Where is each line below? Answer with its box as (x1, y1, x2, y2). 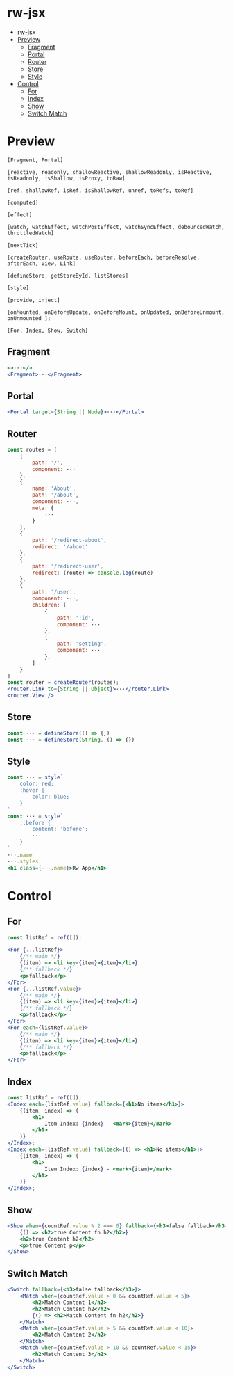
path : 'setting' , (56, 640, 107, 648)
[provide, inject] (7, 296, 60, 303)
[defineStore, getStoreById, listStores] (7, 272, 129, 279)
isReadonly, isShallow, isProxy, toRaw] (7, 175, 126, 182)
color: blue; (32, 793, 70, 801)
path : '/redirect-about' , (32, 537, 107, 544)
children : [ (32, 601, 67, 608)
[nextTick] (7, 241, 39, 248)
